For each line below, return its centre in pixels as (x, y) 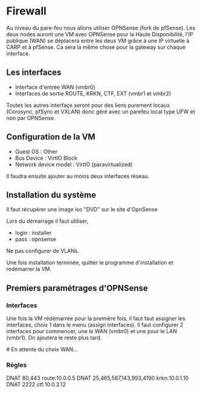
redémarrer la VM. (29, 269)
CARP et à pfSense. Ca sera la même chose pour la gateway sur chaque (96, 47)
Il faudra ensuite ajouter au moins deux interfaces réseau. (78, 176)
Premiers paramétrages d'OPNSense (77, 288)
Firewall (27, 11)
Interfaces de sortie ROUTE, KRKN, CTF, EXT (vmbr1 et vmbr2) (93, 93)
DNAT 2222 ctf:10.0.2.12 (36, 385)
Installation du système (51, 195)
